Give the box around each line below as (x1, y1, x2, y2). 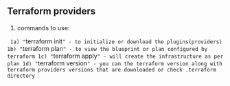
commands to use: (16, 23, 70, 32)
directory (7, 72, 36, 79)
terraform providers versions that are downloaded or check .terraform (7, 66, 216, 73)
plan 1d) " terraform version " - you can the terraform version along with (7, 58, 223, 67)
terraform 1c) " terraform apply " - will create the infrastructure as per (7, 52, 224, 60)
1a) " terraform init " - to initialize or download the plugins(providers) (10, 37, 222, 45)
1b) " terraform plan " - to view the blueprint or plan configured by (7, 44, 208, 52)
